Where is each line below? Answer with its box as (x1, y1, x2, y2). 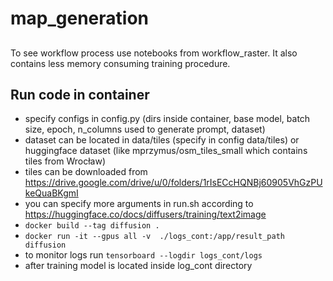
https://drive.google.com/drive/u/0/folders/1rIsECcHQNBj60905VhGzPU (24, 177, 323, 189)
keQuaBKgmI (24, 187, 79, 199)
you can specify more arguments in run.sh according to (24, 198, 254, 210)
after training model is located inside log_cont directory (24, 260, 253, 272)
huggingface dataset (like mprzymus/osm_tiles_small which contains (24, 145, 308, 157)
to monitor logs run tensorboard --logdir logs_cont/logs (24, 249, 263, 261)
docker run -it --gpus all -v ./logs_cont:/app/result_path (24, 232, 286, 242)
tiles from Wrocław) (24, 155, 107, 167)
